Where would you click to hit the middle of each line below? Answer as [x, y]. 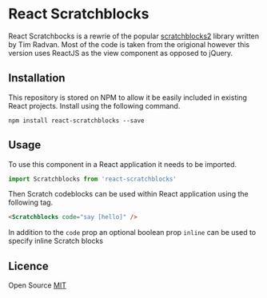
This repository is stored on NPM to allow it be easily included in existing [128, 97]
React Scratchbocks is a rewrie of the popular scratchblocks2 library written [134, 36]
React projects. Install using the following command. [94, 105]
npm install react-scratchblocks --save [77, 121]
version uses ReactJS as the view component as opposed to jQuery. [121, 53]
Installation [37, 78]
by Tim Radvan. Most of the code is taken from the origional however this [129, 44]
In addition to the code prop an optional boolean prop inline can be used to [132, 232]
